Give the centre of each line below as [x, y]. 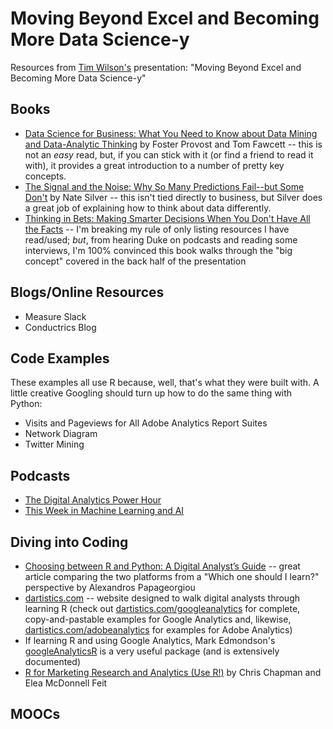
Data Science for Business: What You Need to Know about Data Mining [171, 133]
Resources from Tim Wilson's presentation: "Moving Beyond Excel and [156, 67]
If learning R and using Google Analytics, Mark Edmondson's [150, 640]
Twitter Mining [54, 444]
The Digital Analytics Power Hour [93, 500]
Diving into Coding [69, 542]
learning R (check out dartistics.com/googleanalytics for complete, [162, 608]
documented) [53, 661]
